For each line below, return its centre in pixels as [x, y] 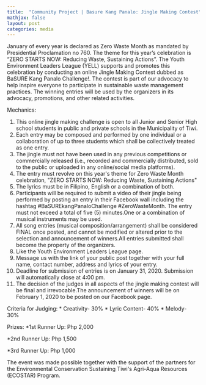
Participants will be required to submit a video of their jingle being [99, 193]
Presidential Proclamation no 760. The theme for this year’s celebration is [99, 53]
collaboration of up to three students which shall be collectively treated [105, 142]
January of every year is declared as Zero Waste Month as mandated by [98, 46]
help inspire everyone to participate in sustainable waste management [95, 85]
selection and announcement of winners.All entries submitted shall [100, 239]
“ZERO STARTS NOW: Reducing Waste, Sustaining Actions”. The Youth [96, 59]
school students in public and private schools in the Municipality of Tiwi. [107, 128]
